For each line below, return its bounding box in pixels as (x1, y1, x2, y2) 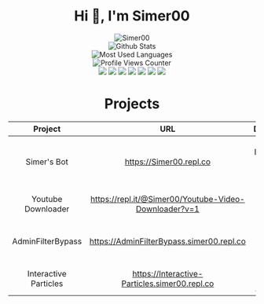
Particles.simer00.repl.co (121, 278, 214, 289)
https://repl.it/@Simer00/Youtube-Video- (90, 193, 245, 204)
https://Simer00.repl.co (124, 156, 211, 167)
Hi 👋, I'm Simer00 (74, 7, 190, 25)
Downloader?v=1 (136, 203, 200, 214)
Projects (104, 95, 160, 113)
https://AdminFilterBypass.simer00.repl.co (89, 236, 246, 247)
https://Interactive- (132, 268, 203, 279)
